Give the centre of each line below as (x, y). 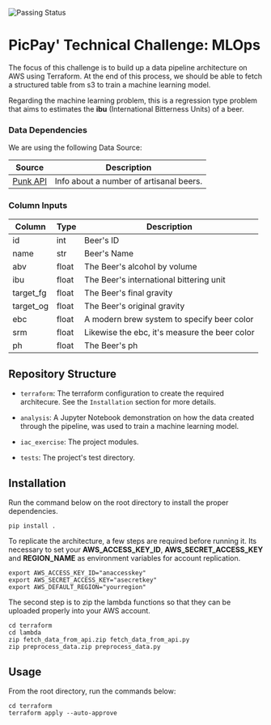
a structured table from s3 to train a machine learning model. (110, 84)
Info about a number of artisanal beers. (129, 181)
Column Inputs (38, 206)
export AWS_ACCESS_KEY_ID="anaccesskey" (78, 573)
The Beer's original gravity (135, 306)
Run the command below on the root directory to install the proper (119, 502)
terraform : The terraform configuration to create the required (122, 393)
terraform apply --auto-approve (63, 713)
